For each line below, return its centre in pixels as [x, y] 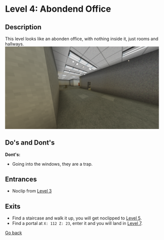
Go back [14, 233]
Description [23, 27]
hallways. [15, 44]
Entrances [21, 179]
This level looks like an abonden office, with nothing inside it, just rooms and [82, 39]
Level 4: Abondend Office [58, 9]
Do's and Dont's [30, 143]
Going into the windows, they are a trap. [52, 164]
